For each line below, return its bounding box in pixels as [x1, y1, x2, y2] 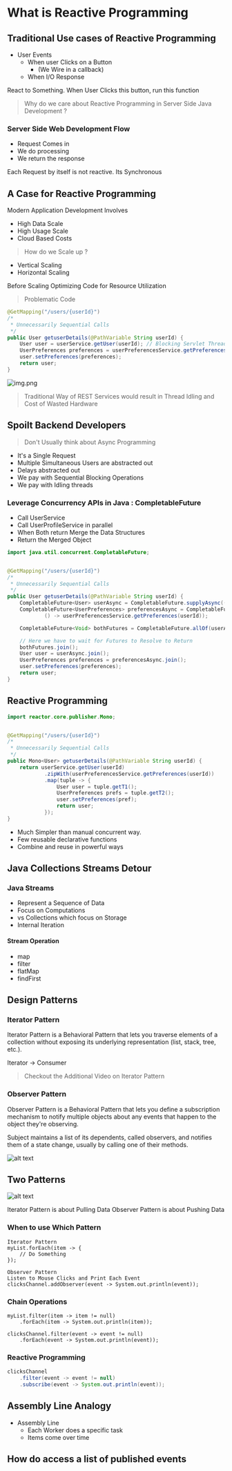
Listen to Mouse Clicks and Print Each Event [7, 1275, 140, 1282]
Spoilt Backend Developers [7, 419, 126, 431]
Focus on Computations [17, 907, 86, 915]
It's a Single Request [17, 451, 76, 459]
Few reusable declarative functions [17, 835, 117, 844]
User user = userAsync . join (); [19, 650, 110, 657]
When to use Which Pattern [7, 1223, 101, 1233]
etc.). [7, 1045, 22, 1054]
